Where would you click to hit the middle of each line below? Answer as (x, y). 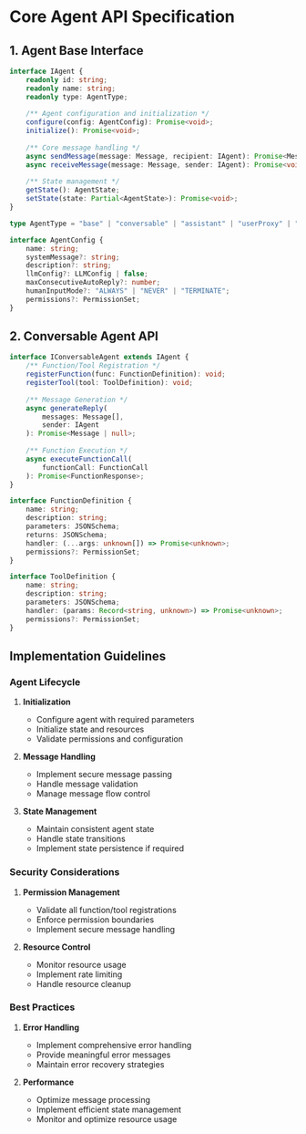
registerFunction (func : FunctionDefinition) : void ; (126, 375)
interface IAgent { (46, 71)
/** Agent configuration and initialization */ (117, 114)
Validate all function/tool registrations (107, 910)
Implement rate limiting (79, 974)
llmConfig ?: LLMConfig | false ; (87, 274)
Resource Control (56, 947)
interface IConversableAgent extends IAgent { (99, 358)
